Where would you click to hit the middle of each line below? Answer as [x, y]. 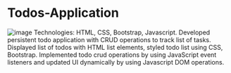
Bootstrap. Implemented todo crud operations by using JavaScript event [112, 55]
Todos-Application [63, 13]
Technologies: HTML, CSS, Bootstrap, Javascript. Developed [122, 32]
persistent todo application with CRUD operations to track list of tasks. [109, 39]
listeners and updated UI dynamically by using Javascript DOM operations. [116, 62]
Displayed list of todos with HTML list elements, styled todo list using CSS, [115, 47]
